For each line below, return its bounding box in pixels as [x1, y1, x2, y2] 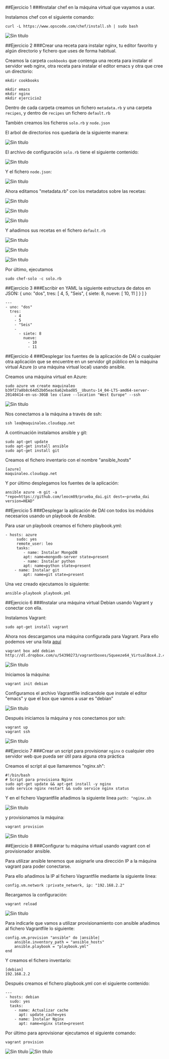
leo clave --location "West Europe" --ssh [50, 392, 141, 397]
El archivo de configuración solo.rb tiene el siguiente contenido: [5, 149, 139, 155]
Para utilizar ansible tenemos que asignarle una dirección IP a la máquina [5, 858, 157, 864]
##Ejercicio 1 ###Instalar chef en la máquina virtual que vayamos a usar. [5, 5, 155, 10]
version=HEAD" [5, 499, 35, 504]
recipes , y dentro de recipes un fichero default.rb [5, 110, 111, 116]
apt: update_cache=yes [18, 1012, 66, 1017]
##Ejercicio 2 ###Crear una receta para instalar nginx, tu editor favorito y [5, 42, 157, 48]
